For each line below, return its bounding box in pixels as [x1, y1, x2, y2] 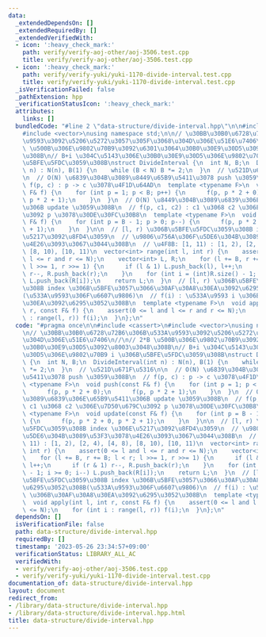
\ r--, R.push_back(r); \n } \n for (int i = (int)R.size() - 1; [22, 270, 257, 278]
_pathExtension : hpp [15, 93, 83, 101]
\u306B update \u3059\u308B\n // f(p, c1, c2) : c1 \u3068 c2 [22, 203, 236, 211]
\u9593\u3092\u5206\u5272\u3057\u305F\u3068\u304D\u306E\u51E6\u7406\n [22, 136, 264, 145]
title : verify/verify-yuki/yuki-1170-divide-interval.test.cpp [22, 78, 236, 86]
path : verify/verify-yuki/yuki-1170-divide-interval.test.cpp [22, 71, 232, 79]
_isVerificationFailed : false [15, 85, 115, 94]
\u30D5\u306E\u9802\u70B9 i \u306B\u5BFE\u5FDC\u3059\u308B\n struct [22, 351, 253, 359]
